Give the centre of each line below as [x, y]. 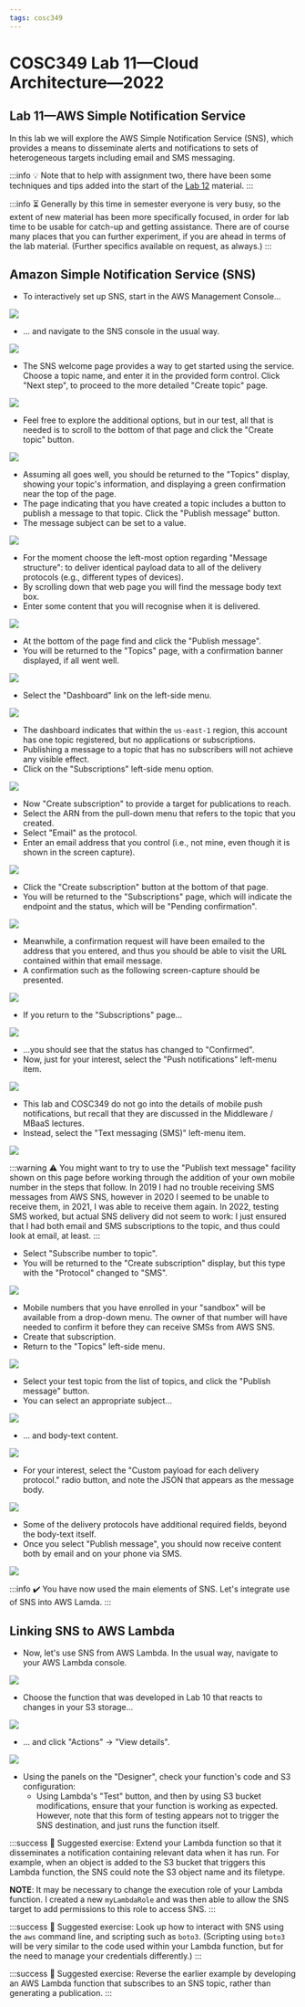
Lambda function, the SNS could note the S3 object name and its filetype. [147, 1872]
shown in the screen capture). [79, 852]
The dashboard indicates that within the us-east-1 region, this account [155, 730]
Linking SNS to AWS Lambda [92, 1631]
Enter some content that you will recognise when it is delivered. [142, 606]
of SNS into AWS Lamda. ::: [61, 1602]
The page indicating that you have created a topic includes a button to [154, 504]
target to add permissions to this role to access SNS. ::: [112, 1909]
